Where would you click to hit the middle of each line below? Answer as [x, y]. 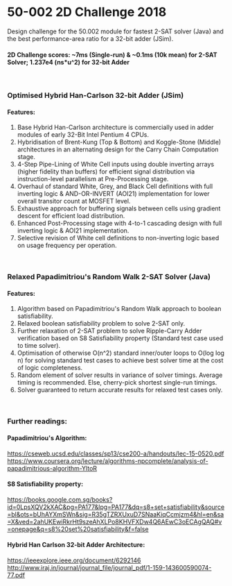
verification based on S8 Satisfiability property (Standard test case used [120, 338]
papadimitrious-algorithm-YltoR [52, 468]
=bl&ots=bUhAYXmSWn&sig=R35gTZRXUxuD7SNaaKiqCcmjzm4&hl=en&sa [116, 514]
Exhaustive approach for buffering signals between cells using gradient [119, 208]
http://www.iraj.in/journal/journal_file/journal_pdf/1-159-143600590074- [109, 567]
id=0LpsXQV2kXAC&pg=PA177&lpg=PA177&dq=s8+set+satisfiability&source [116, 507]
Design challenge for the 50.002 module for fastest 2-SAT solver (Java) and [115, 31]
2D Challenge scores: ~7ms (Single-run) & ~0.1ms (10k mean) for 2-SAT [112, 55]
